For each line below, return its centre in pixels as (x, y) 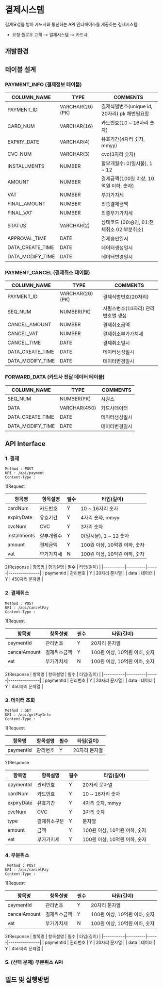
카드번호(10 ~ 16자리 (125, 123)
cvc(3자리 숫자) (118, 154)
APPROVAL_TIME (27, 238)
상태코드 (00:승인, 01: (125, 222)
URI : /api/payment (25, 473)
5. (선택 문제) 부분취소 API (34, 962)
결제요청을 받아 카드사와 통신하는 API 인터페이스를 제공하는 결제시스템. (72, 24)
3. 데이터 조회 (20, 700)
